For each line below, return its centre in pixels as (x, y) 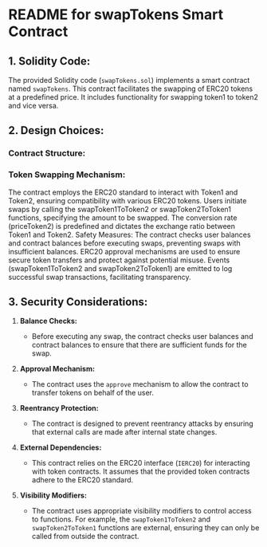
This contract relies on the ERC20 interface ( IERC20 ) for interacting (141, 463)
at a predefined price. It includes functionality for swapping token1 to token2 (133, 97)
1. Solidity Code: (49, 61)
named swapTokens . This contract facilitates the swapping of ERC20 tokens (131, 89)
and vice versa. (33, 106)
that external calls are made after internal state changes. (124, 432)
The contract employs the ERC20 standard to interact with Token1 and (123, 192)
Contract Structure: (47, 153)
